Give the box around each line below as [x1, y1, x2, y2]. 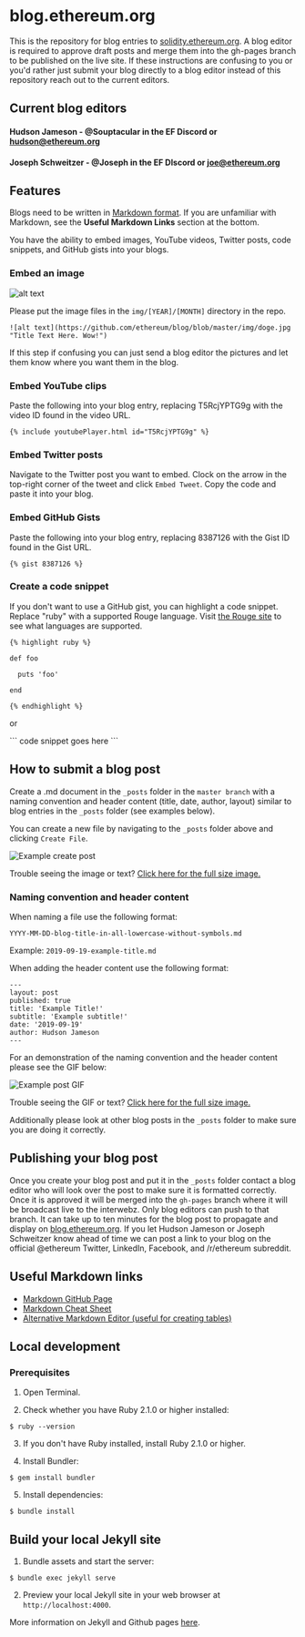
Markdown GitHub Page [22, 1293, 113, 1304]
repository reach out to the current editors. [9, 74, 170, 85]
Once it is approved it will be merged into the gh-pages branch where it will [9, 1194, 289, 1205]
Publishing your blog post [9, 1151, 158, 1166]
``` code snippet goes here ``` [9, 735, 119, 746]
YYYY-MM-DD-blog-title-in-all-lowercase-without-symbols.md [9, 928, 243, 938]
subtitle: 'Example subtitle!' [9, 1012, 128, 1021]
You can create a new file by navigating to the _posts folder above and [9, 823, 274, 834]
